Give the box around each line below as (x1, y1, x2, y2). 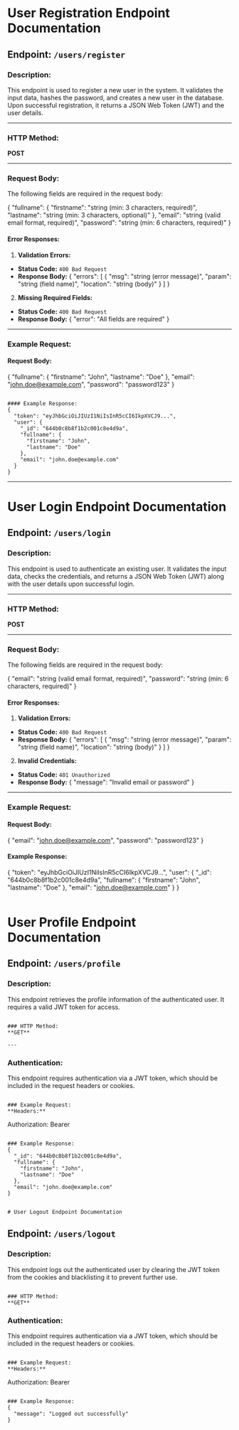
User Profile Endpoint (7, 914, 137, 930)
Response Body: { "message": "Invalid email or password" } (17, 778, 194, 786)
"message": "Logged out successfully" (14, 1410, 129, 1417)
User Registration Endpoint (7, 5, 171, 21)
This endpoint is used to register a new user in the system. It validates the (7, 85, 224, 94)
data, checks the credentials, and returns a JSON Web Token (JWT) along (7, 572, 225, 580)
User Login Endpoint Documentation (7, 498, 227, 515)
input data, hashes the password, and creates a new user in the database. (7, 93, 224, 102)
